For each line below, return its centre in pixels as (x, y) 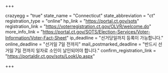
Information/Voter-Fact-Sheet (36, 38)
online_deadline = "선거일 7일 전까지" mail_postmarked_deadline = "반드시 (81, 44)
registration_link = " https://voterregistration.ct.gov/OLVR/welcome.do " (78, 26)
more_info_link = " (24, 32)
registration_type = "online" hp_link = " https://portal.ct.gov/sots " (72, 21)
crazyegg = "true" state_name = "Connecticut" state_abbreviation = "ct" (80, 15)
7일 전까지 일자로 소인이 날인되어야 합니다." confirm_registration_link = (85, 50)
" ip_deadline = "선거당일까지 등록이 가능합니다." (115, 38)
